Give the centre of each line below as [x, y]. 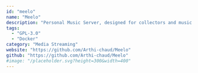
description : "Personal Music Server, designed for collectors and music [99, 22]
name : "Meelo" [24, 17]
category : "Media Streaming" [42, 45]
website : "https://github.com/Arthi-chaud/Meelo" [69, 50]
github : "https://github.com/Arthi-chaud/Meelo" [67, 55]
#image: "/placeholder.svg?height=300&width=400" [69, 61]
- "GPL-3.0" [26, 34]
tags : [13, 28]
